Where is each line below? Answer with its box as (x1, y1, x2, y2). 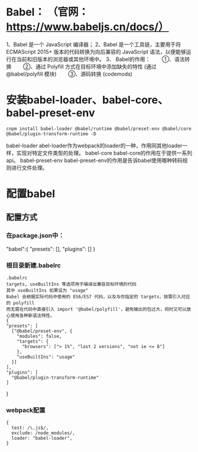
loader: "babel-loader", (11, 435, 73, 441)
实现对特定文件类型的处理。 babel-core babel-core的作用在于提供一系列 (16, 149, 193, 157)
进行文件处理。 (11, 164, 48, 171)
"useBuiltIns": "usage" (17, 354, 76, 360)
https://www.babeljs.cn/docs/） (6, 20, 170, 34)
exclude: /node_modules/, (11, 430, 76, 436)
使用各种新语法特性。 (10, 313, 55, 319)
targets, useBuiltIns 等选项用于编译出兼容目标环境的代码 (6, 281, 137, 287)
